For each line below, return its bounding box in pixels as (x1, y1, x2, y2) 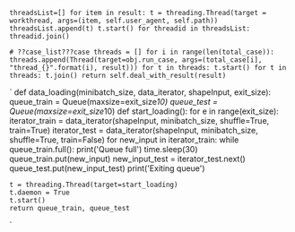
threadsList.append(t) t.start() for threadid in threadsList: (9, 24, 251, 33)
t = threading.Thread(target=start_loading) (9, 180, 178, 189)
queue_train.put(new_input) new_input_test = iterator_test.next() (9, 153, 247, 164)
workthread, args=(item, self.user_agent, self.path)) (9, 16, 219, 25)
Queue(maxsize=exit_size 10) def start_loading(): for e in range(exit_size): (9, 106, 280, 116)
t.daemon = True (9, 188, 70, 197)
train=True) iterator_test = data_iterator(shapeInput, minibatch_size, (9, 125, 258, 135)
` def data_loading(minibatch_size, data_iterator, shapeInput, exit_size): (9, 87, 272, 98)
